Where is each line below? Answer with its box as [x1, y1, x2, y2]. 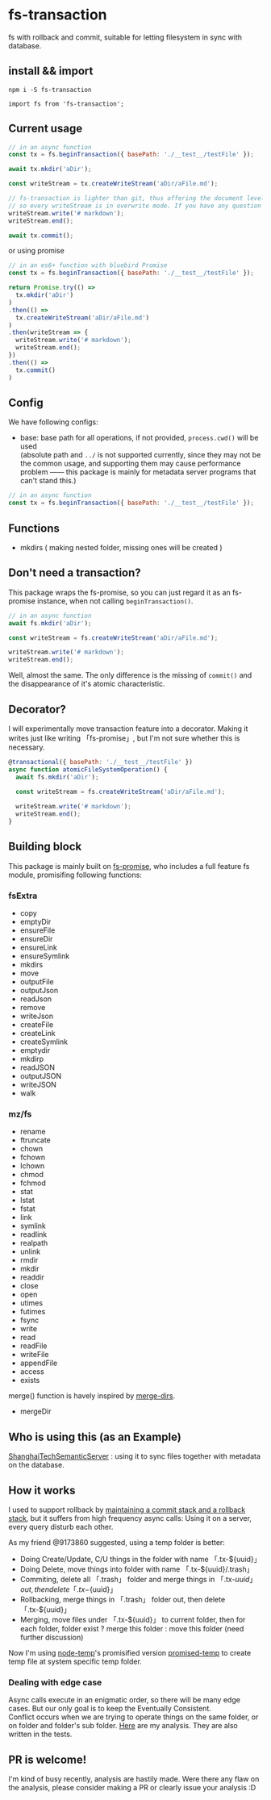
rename [19, 1127, 46, 1137]
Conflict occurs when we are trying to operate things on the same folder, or [8, 1712, 259, 1722]
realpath [19, 1238, 48, 1248]
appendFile [19, 1358, 58, 1368]
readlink [19, 1230, 48, 1239]
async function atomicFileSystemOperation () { [8, 765, 168, 774]
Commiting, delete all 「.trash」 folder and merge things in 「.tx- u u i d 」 [19, 1574, 257, 1584]
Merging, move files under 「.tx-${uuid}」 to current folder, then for [19, 1614, 246, 1624]
